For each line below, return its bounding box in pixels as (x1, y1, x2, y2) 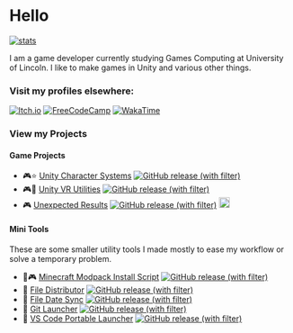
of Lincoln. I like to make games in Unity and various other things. (9, 62, 252, 73)
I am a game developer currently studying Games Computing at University (9, 52, 284, 63)
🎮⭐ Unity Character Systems (22, 170, 132, 181)
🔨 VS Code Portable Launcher (22, 312, 134, 324)
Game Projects (9, 149, 66, 160)
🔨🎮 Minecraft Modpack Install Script (22, 271, 160, 282)
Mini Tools (9, 223, 49, 234)
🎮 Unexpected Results (22, 200, 109, 211)
